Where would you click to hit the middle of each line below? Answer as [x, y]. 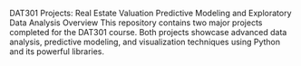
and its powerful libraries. [57, 52]
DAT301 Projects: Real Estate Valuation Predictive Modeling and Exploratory [150, 13]
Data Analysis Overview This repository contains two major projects [136, 23]
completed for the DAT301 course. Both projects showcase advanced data [148, 32]
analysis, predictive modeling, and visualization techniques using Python [145, 42]
